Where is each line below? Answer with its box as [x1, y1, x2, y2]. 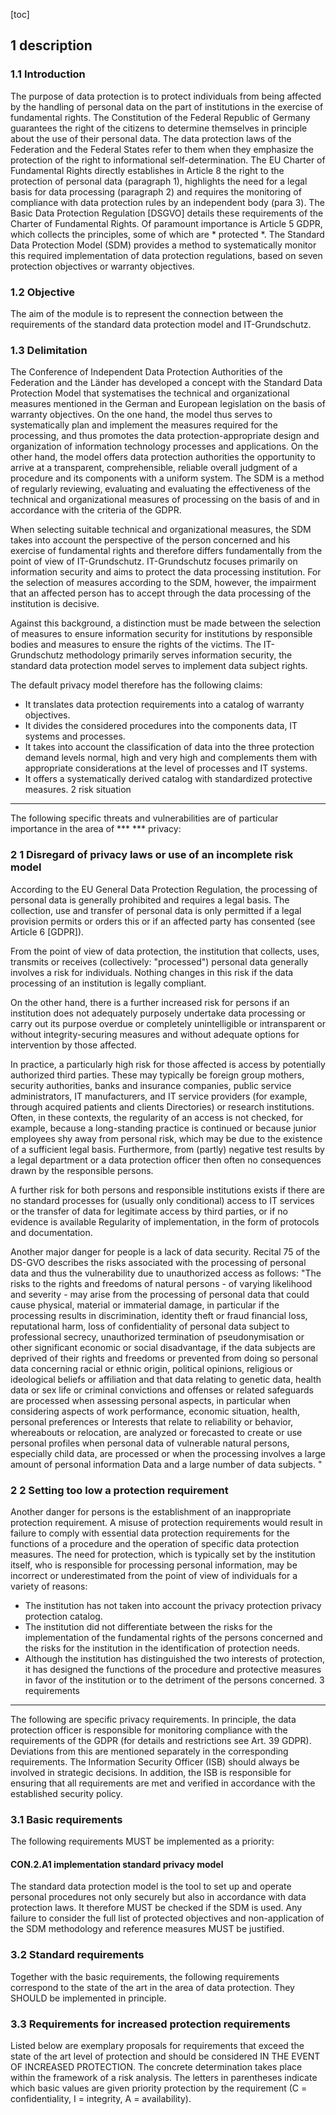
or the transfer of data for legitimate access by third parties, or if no [10, 1205, 288, 1217]
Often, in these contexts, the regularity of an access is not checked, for [10, 1111, 303, 1123]
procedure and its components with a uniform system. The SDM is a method [10, 472, 325, 484]
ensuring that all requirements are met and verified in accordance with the [10, 1777, 316, 1789]
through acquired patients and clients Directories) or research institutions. [10, 1100, 315, 1113]
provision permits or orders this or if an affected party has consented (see [10, 915, 316, 927]
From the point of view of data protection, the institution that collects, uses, [10, 945, 320, 957]
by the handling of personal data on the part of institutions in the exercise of [10, 100, 324, 113]
